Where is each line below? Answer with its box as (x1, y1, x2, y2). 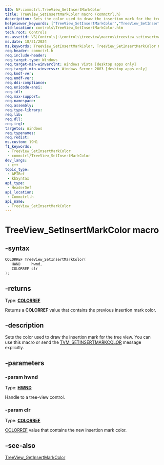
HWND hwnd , (11, 262, 42, 267)
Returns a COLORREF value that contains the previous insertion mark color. (5, 307, 156, 313)
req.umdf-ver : (5, 76, 34, 81)
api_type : (5, 181, 25, 186)
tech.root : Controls (5, 30, 47, 35)
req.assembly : (5, 103, 34, 108)
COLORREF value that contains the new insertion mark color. (5, 427, 127, 433)
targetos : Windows (5, 126, 42, 131)
